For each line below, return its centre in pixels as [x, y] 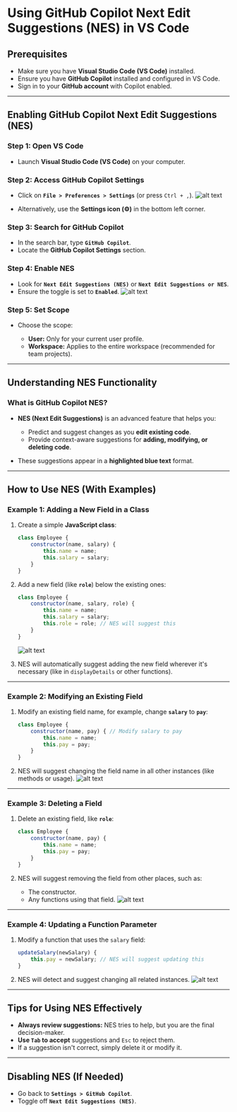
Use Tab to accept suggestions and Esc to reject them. [96, 1040]
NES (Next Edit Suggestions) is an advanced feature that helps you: [117, 418]
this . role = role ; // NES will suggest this [110, 624]
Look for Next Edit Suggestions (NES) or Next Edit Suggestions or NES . [123, 283]
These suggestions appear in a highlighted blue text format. [105, 460]
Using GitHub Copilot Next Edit [99, 13]
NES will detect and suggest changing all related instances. [104, 979]
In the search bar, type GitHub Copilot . [74, 242]
